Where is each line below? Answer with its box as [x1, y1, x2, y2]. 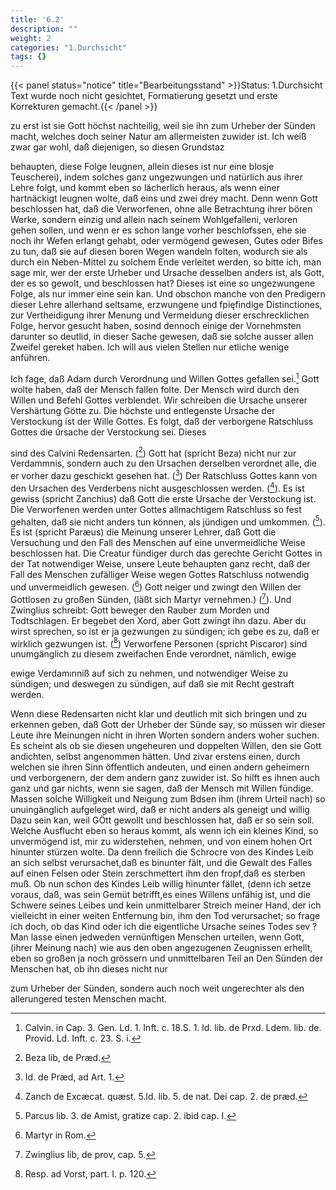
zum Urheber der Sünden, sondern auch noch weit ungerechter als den [10, 982, 305, 995]
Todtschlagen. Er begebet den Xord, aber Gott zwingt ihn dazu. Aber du [10, 614, 307, 626]
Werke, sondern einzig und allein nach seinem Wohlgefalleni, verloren [10, 214, 298, 226]
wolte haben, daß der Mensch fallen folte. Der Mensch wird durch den [10, 383, 300, 395]
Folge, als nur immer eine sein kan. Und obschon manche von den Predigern [10, 288, 326, 300]
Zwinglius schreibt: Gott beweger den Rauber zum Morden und [10, 604, 270, 616]
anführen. [10, 352, 51, 364]
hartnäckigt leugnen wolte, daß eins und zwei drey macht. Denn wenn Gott [10, 192, 318, 205]
